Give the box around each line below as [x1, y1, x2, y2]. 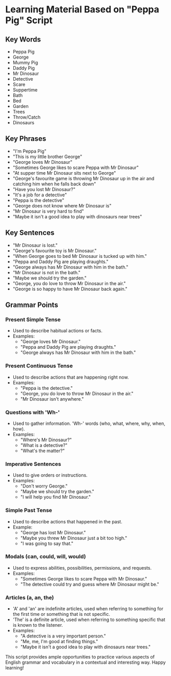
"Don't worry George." [20, 483, 68, 489]
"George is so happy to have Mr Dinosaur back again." [12, 286, 128, 292]
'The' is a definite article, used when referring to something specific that [12, 616, 165, 623]
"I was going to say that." [20, 540, 73, 547]
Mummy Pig [12, 60, 38, 65]
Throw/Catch [12, 114, 41, 120]
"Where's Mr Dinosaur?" [20, 437, 72, 443]
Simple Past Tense [5, 507, 52, 514]
